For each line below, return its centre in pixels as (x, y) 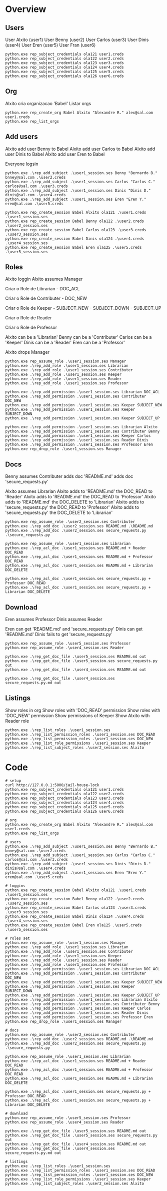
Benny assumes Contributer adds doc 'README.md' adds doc (69, 476)
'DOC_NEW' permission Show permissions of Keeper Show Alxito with (77, 715)
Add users (22, 137)
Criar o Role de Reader (28, 318)
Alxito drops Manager (27, 352)
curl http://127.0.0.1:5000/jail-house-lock (52, 785)
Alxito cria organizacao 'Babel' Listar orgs (48, 103)
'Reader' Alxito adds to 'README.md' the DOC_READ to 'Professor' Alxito (80, 497)
